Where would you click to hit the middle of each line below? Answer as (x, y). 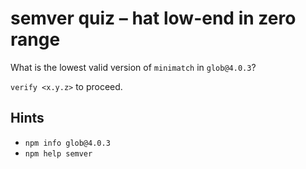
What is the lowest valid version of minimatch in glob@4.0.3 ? (133, 67)
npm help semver (58, 153)
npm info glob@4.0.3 (67, 143)
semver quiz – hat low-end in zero (153, 18)
